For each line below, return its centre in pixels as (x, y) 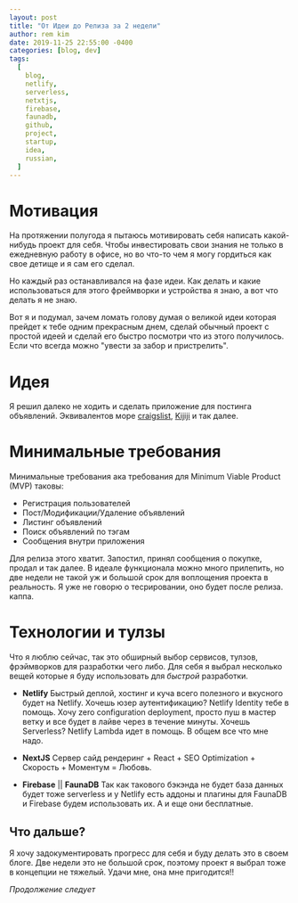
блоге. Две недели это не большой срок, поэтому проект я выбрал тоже (148, 862)
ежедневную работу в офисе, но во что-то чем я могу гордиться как (141, 254)
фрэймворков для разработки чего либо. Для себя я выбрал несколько (146, 667)
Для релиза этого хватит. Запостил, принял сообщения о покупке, (136, 559)
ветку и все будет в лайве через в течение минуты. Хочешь (136, 722)
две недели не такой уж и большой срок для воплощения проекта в (139, 578)
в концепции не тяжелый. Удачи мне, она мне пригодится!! (122, 872)
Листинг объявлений (62, 522)
